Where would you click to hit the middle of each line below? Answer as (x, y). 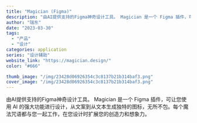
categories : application (36, 50)
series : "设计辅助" (28, 55)
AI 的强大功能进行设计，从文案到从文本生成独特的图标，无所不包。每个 (98, 107)
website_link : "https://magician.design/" (59, 60)
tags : (13, 33)
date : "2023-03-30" (30, 28)
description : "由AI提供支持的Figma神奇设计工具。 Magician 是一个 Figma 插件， (97, 17)
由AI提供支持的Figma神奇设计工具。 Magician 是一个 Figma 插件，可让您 (94, 100)
